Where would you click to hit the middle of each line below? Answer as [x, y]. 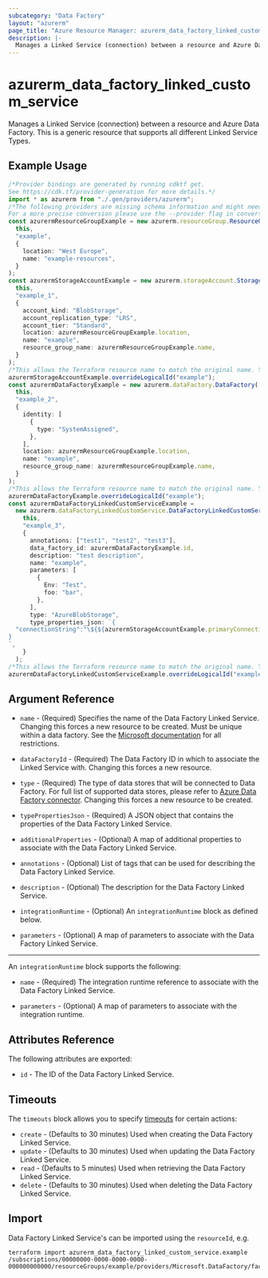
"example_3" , [44, 526]
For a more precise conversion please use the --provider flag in [121, 214]
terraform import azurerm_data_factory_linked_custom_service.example [128, 1252]
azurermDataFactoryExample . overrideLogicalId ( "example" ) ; [106, 496]
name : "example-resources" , [69, 259]
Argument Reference [61, 699]
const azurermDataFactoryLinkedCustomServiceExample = [101, 504]
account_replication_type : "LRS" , [80, 318]
